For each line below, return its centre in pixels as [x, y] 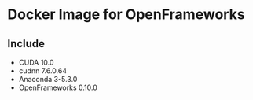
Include [26, 44]
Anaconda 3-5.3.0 [48, 79]
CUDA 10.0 [36, 62]
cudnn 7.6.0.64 [43, 71]
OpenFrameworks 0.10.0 [58, 87]
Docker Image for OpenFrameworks [126, 15]
